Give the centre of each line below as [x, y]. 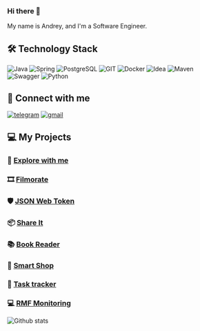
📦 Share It [25, 223]
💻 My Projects [39, 137]
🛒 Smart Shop [30, 265]
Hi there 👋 [24, 11]
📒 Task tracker [32, 284]
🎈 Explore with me [38, 161]
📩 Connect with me [49, 98]
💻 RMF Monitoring [39, 303]
